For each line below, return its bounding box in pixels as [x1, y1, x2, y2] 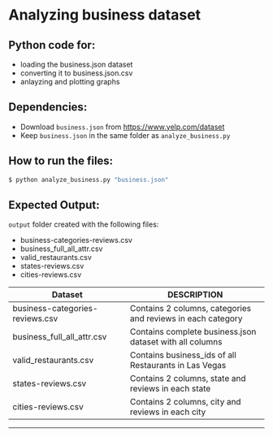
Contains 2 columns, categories [129, 303, 252, 314]
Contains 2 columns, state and [129, 373, 246, 384]
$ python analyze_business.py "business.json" [8, 175, 169, 184]
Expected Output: [8, 197, 100, 212]
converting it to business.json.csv [19, 68, 133, 78]
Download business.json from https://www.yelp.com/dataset [19, 122, 225, 132]
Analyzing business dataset [8, 6, 201, 24]
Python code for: [8, 38, 96, 52]
